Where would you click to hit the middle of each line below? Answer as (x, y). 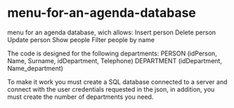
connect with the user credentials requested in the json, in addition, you (111, 89)
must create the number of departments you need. (80, 97)
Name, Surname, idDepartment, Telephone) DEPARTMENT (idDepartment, (115, 60)
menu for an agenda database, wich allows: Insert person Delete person (112, 32)
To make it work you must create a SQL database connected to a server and (117, 81)
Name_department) (35, 68)
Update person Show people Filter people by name (81, 39)
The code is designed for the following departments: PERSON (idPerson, (112, 53)
